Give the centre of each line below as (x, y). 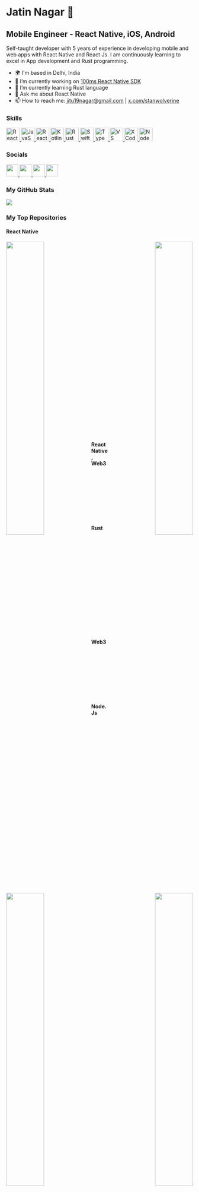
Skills (14, 118)
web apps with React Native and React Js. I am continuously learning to (94, 55)
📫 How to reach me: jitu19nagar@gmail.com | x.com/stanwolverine (97, 101)
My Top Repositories (36, 217)
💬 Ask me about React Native (50, 94)
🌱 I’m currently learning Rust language (61, 88)
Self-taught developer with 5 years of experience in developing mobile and (97, 48)
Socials (17, 155)
